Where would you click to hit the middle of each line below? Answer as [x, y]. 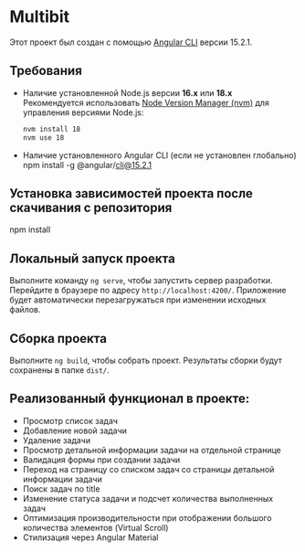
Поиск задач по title [61, 488]
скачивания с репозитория [91, 207]
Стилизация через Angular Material [90, 537]
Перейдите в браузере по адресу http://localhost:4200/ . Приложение [148, 291]
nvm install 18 [52, 129]
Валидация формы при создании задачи [101, 460]
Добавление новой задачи [75, 430]
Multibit [40, 17]
